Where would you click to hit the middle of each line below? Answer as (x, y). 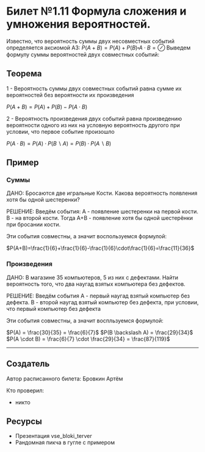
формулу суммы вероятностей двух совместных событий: (83, 54)
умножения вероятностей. (78, 24)
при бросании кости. (34, 225)
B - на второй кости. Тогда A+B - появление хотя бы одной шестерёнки (100, 218)
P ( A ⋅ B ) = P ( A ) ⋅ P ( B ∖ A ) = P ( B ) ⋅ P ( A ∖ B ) (59, 143)
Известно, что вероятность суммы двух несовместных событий (91, 41)
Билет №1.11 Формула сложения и (96, 11)
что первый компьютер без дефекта (53, 308)
